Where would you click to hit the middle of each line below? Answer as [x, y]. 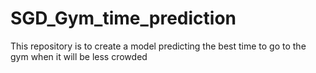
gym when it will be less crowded [79, 56]
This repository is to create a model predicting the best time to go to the [158, 46]
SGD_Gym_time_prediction [123, 18]
